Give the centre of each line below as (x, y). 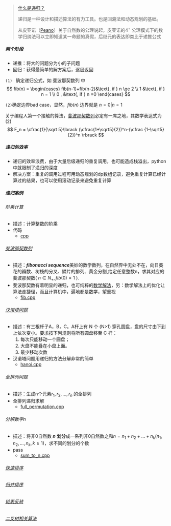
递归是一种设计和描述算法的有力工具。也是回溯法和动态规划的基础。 (89, 19)
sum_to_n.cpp (35, 455)
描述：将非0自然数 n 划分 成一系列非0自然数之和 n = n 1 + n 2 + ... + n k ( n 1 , (87, 437)
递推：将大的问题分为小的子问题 (46, 63)
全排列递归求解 (28, 401)
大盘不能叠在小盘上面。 (45, 346)
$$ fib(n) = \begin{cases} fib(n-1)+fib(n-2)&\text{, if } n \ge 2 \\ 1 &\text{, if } (86, 89)
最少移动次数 (34, 352)
